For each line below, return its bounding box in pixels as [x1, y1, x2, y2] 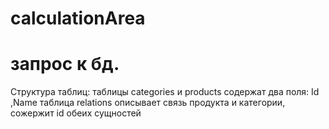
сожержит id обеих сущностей [10, 107, 142, 119]
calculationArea [10, 7, 146, 30]
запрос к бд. [10, 53, 120, 76]
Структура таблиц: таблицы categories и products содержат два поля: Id [10, 86, 320, 98]
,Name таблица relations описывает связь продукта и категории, [10, 97, 286, 109]
